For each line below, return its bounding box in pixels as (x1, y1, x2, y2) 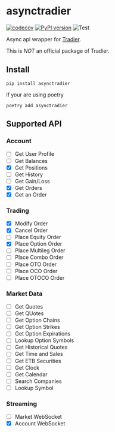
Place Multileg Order (14, 247, 66, 254)
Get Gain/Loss (14, 177, 51, 185)
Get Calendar (14, 370, 48, 378)
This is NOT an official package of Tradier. (6, 47, 110, 55)
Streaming (6, 400, 38, 408)
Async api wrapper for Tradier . (6, 35, 82, 43)
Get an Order (14, 191, 47, 198)
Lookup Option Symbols (14, 337, 74, 344)
